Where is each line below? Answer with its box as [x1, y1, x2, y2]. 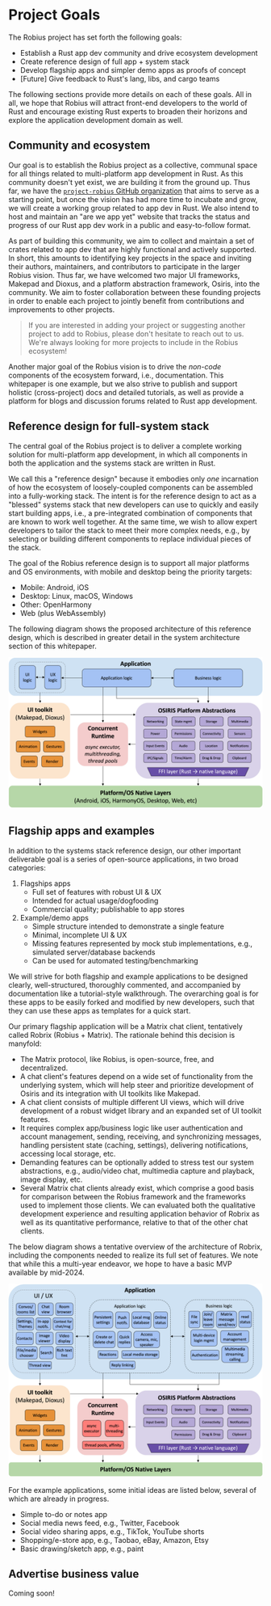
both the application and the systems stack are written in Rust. [8, 458, 216, 468]
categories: [8, 862, 46, 872]
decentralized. [19, 1063, 69, 1073]
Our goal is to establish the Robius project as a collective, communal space [8, 160, 258, 170]
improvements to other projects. [8, 305, 115, 314]
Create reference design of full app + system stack [19, 57, 190, 66]
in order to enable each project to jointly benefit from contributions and [8, 296, 244, 306]
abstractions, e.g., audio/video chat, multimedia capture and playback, [19, 1166, 256, 1175]
